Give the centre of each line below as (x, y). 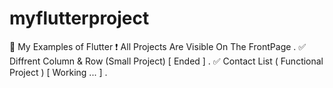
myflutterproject (79, 18)
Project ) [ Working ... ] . (58, 72)
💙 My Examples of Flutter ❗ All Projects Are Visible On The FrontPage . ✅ (158, 46)
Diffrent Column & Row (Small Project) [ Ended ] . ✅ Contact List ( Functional (166, 61)
